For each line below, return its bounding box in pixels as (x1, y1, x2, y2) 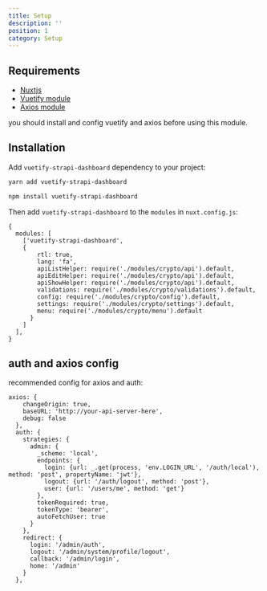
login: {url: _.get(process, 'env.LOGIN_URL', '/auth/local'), (43, 463, 261, 472)
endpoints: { (37, 457, 81, 465)
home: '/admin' (29, 562, 81, 570)
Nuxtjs (19, 85, 42, 95)
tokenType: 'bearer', (37, 506, 110, 514)
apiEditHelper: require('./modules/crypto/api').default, (37, 271, 235, 279)
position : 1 (8, 26, 48, 35)
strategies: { (22, 435, 70, 444)
